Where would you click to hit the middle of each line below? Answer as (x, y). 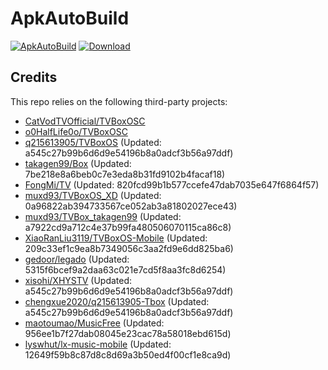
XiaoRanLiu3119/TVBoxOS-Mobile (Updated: (116, 238)
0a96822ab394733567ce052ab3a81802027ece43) (131, 206)
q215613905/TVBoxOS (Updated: (93, 142)
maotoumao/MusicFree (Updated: (94, 323)
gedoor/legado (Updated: (77, 259)
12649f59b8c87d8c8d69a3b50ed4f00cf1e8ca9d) (128, 354)
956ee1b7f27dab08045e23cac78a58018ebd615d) (128, 333)
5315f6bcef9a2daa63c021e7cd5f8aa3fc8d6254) (125, 269)
